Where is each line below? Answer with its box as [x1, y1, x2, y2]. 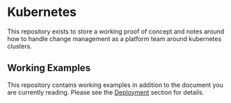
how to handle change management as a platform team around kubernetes [7, 34, 222, 42]
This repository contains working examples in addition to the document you [7, 81, 224, 89]
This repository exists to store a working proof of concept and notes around [7, 27, 225, 35]
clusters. [7, 42, 33, 50]
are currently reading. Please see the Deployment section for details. [7, 88, 205, 96]
